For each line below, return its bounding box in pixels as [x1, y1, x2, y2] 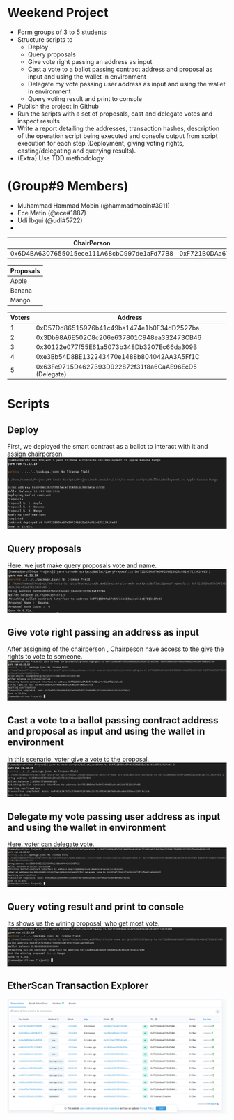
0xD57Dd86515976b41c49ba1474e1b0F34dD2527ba [36, 323, 200, 332]
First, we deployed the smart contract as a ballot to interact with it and [7, 443, 208, 451]
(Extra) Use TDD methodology [17, 153, 104, 162]
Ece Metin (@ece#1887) [17, 208, 87, 217]
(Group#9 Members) [7, 178, 129, 194]
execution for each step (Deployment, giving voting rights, [17, 139, 185, 147]
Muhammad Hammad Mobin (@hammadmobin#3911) [17, 201, 171, 210]
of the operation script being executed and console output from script [17, 131, 218, 140]
